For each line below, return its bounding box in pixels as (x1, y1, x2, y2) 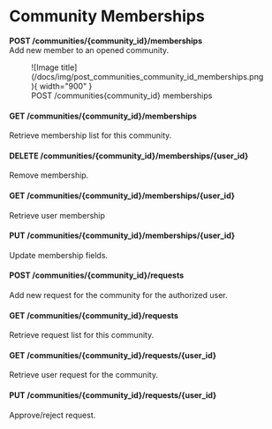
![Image (31, 62, 59, 73)
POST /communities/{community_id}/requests (9, 270, 185, 280)
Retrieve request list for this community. (9, 330, 155, 341)
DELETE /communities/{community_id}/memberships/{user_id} (9, 150, 249, 161)
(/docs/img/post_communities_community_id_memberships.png (31, 71, 264, 81)
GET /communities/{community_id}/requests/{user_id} (9, 349, 217, 360)
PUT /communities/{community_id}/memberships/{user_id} (9, 230, 236, 241)
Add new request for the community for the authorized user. (9, 289, 228, 300)
